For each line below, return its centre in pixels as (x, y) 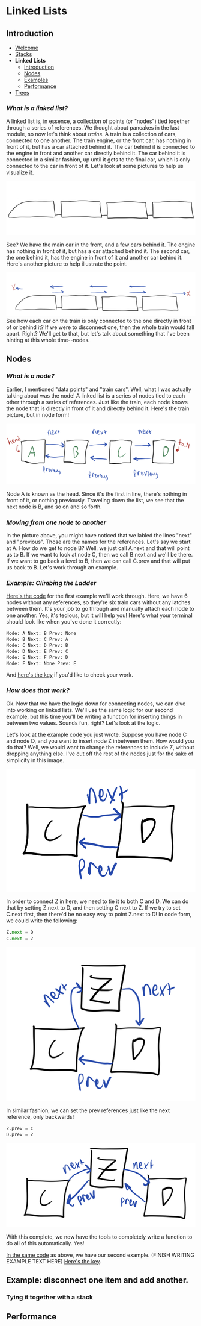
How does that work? (38, 690)
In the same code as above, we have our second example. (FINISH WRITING (100, 1255)
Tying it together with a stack (49, 1298)
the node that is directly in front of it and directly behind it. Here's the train (98, 408)
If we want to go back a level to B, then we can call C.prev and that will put (98, 561)
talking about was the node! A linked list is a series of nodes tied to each (96, 395)
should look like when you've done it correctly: (64, 622)
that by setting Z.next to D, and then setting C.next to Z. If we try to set (93, 908)
